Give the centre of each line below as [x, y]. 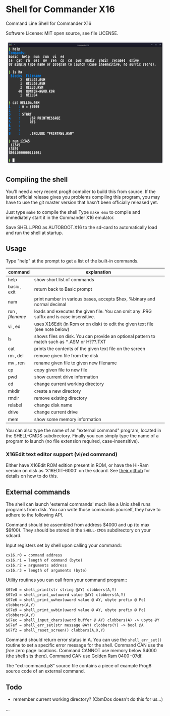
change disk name [53, 405]
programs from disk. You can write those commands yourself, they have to [83, 510]
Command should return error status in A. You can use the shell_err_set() [84, 640]
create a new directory [58, 391]
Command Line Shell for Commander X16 [49, 23]
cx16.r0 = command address [34, 555]
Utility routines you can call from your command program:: [67, 580]
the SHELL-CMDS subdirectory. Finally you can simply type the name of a [82, 436]
